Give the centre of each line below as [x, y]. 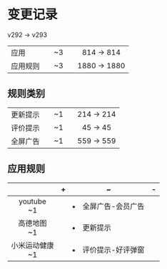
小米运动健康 [33, 245]
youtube [32, 201]
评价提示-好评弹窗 [113, 250]
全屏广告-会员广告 [113, 206]
